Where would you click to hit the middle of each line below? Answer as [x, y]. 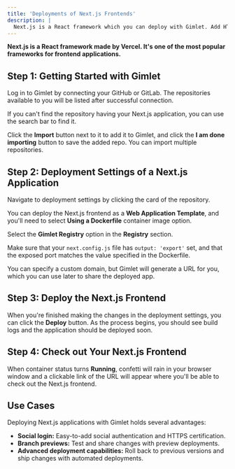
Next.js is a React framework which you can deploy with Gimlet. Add [117, 27]
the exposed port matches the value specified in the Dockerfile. [99, 255]
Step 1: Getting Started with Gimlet [84, 76]
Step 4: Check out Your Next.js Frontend [97, 352]
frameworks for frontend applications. [64, 54]
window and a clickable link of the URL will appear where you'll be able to [113, 376]
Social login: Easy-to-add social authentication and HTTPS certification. [121, 436]
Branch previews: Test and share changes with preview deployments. [119, 443]
